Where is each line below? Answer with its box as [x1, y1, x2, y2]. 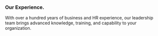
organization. [5, 25, 32, 31]
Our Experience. [5, 4, 45, 11]
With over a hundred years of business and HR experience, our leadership [5, 15, 154, 21]
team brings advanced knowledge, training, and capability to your [5, 20, 137, 26]
